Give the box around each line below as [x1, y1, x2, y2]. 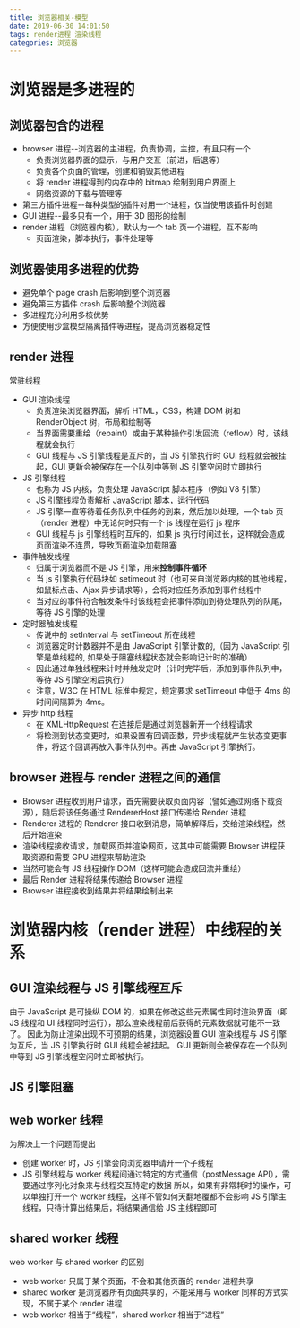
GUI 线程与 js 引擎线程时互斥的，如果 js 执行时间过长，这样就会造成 [35, 528, 285, 539]
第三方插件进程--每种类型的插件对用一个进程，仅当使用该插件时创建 [21, 199, 273, 211]
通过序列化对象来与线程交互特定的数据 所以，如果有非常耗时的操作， [30, 1179, 284, 1190]
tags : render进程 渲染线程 [9, 30, 102, 39]
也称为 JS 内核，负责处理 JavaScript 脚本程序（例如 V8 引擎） [35, 483, 266, 494]
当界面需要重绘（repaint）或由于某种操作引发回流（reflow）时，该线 [35, 427, 289, 438]
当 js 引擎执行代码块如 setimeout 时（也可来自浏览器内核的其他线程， [35, 573, 292, 583]
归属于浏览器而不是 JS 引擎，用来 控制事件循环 [35, 562, 208, 573]
